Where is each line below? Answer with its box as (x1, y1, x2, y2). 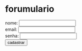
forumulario (5, 3, 55, 15)
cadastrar (7, 40, 25, 45)
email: (5, 26, 18, 32)
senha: (5, 33, 19, 39)
